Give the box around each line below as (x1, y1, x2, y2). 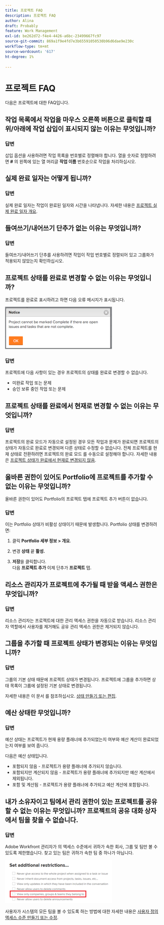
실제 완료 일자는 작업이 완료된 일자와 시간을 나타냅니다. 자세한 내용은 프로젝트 (5, 202, 152, 208)
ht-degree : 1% (5, 54, 34, 59)
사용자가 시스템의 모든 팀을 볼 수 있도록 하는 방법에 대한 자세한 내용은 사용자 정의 (5, 908, 159, 914)
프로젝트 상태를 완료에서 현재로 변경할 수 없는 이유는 (5, 401, 152, 410)
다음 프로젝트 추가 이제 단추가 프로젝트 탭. (12, 565, 92, 571)
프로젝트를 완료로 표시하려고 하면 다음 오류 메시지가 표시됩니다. (5, 297, 125, 303)
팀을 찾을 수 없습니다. (18, 815, 79, 824)
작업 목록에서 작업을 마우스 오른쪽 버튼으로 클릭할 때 (5, 115, 152, 124)
